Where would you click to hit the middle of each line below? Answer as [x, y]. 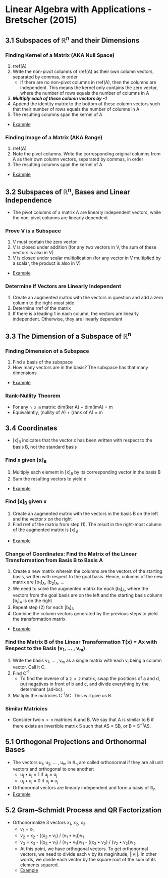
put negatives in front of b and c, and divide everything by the [84, 684]
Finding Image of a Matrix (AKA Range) [54, 137]
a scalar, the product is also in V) [46, 263]
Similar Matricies [26, 708]
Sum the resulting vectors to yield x [49, 478]
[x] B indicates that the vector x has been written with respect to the [82, 441]
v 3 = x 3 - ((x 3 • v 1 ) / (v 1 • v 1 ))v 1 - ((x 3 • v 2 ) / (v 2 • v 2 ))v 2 [78, 843]
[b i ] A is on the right [32, 601]
